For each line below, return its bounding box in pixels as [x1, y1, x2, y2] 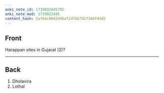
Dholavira [12, 78, 32, 84]
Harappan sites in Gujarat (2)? [5, 47, 65, 53]
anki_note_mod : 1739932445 [5, 12, 60, 16]
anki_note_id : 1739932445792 [5, 7, 64, 12]
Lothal [12, 83, 25, 89]
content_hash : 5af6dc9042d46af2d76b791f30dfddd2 [5, 16, 106, 21]
